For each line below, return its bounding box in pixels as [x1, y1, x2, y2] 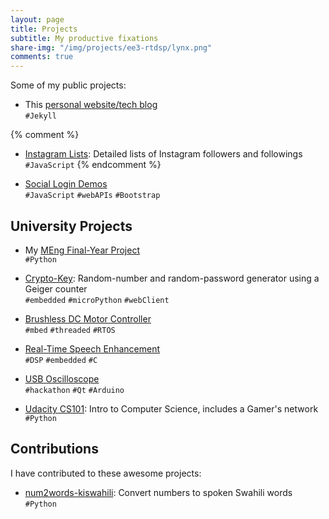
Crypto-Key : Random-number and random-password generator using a [24, 272, 320, 284]
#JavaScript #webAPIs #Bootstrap [24, 191, 161, 201]
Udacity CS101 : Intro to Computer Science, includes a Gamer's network [24, 402, 319, 415]
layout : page [10, 14, 65, 25]
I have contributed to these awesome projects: [10, 467, 202, 479]
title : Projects [10, 24, 78, 34]
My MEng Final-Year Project [24, 244, 140, 256]
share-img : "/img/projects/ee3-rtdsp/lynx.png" [10, 42, 213, 53]
